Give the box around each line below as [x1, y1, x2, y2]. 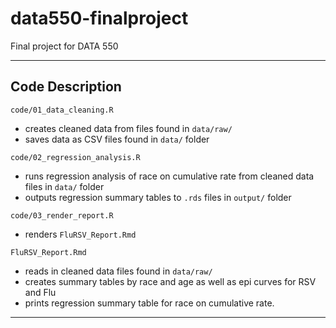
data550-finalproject [10, 7, 189, 30]
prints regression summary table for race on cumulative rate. [24, 297, 275, 309]
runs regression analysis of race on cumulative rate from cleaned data [24, 170, 315, 182]
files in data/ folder [24, 180, 105, 192]
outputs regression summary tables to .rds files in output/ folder [24, 191, 292, 203]
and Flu [24, 286, 57, 298]
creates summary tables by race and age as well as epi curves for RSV [24, 275, 317, 287]
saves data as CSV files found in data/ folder [24, 133, 210, 145]
